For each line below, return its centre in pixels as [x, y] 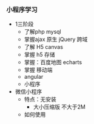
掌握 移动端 [38, 70]
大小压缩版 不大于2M [59, 107]
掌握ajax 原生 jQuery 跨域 [56, 39]
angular [34, 77]
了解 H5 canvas [44, 47]
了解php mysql [43, 32]
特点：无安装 [40, 100]
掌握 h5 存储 [40, 55]
